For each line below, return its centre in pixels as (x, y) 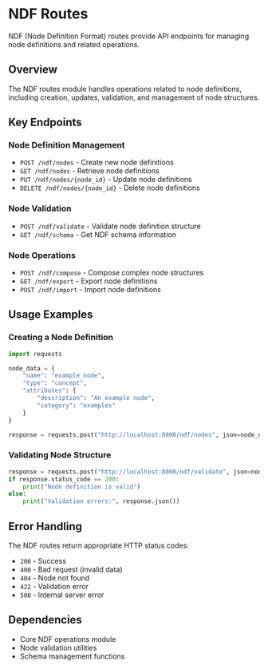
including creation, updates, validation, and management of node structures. (134, 97)
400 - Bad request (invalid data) (71, 569)
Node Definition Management (67, 145)
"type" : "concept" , (55, 383)
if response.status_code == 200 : (64, 479)
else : (17, 494)
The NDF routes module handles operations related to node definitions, (125, 89)
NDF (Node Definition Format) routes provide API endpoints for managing (129, 36)
